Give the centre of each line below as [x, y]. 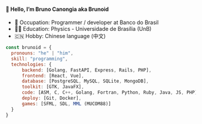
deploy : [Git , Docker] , [52, 98]
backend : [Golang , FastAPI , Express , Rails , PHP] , [87, 70]
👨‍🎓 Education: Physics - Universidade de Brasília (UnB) [83, 29]
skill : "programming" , [39, 59]
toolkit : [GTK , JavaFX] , [53, 87]
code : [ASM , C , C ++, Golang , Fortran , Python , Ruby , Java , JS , [103, 93]
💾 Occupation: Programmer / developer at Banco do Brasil [87, 22]
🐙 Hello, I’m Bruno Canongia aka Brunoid [57, 9]
